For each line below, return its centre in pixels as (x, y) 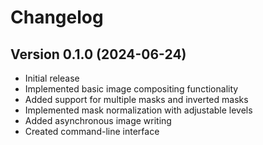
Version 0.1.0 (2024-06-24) (98, 54)
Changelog (57, 17)
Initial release (52, 78)
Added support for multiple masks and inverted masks (136, 99)
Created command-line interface (92, 131)
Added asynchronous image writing (98, 120)
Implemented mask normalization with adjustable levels (138, 110)
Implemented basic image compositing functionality (131, 89)
